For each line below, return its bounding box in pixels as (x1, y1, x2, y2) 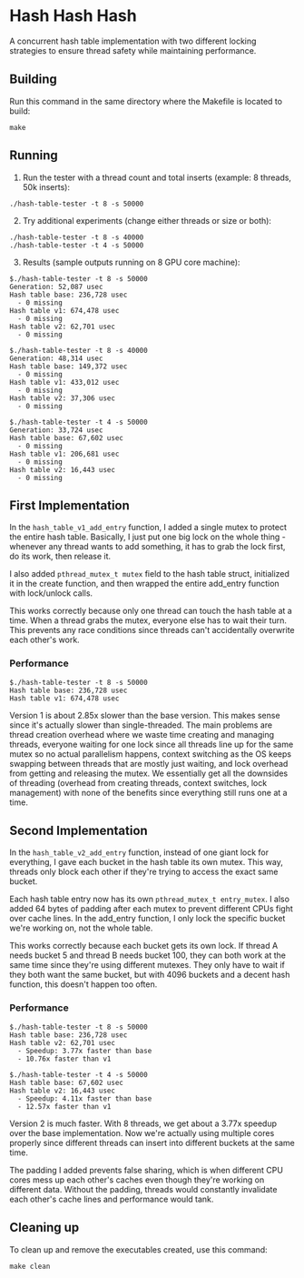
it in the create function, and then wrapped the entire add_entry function (9, 579, 279, 589)
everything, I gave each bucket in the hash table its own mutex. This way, (9, 857, 283, 868)
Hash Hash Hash (9, 5, 138, 26)
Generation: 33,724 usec (9, 425, 103, 435)
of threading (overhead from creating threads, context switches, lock (9, 777, 268, 788)
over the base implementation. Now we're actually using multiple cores (9, 1127, 275, 1138)
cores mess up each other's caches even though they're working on (9, 1174, 265, 1185)
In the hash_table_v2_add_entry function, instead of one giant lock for (9, 847, 270, 858)
